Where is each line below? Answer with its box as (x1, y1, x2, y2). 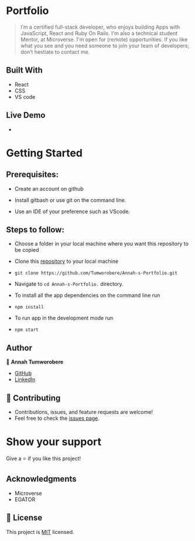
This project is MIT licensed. (6, 528, 74, 535)
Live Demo (6, 110, 46, 121)
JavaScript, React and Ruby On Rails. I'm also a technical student (20, 29, 178, 36)
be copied (14, 246, 39, 254)
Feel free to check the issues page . (14, 415, 100, 422)
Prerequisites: (6, 170, 59, 180)
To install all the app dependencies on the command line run (14, 292, 160, 299)
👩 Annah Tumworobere (6, 358, 64, 365)
